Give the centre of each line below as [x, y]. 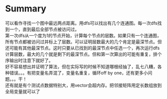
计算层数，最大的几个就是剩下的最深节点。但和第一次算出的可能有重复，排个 [83, 54]
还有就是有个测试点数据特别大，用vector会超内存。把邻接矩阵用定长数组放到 [83, 85]
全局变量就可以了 [23, 91]
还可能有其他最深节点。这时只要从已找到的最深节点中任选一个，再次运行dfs [83, 48]
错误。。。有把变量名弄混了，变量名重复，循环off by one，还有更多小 [79, 73]
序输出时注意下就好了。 [29, 60]
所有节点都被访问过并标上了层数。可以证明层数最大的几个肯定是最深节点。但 [83, 42]
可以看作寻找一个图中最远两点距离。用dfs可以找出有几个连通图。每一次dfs [81, 23]
